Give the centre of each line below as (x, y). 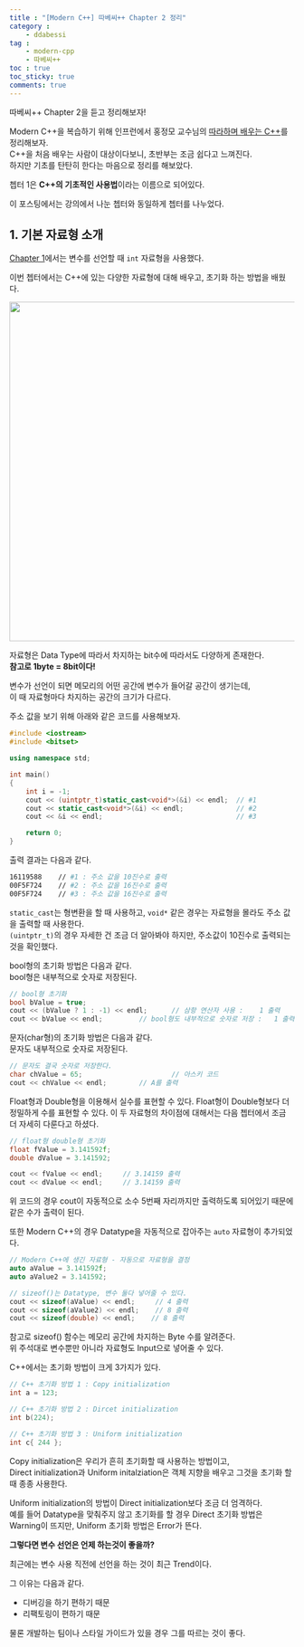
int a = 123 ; (34, 1393)
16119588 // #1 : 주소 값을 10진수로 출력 (88, 877)
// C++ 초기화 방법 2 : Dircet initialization (94, 1409)
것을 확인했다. (34, 946)
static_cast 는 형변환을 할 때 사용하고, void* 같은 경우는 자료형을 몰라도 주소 (145, 912)
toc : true (30, 69)
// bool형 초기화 (38, 994)
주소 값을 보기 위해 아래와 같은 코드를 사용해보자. (95, 717)
